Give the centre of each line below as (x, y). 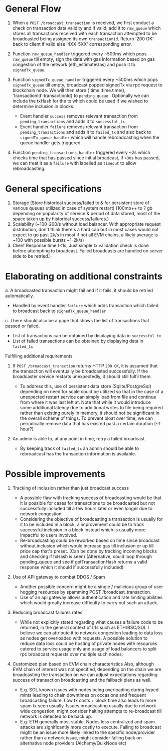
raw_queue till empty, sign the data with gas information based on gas (83, 59)
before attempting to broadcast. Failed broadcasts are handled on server (88, 251)
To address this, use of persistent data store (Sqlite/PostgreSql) (86, 386)
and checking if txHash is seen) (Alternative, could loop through (86, 556)
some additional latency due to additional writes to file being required (91, 407)
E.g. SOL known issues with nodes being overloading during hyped (89, 690)
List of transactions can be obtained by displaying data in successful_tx (87, 335)
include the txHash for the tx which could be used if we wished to (80, 101)
